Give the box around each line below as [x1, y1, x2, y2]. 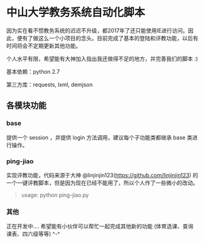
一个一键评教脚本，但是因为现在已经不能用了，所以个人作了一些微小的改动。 [6, 179, 199, 186]
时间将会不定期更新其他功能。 [6, 42, 81, 49]
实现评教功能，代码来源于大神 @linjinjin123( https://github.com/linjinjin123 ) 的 [6, 171, 199, 178]
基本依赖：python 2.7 [6, 68, 60, 75]
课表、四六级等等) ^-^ [6, 230, 60, 238]
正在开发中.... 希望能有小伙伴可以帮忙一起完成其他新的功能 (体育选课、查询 [6, 223, 194, 230]
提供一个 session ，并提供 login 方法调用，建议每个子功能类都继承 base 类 [6, 133, 193, 141]
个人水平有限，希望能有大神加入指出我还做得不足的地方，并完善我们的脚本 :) [6, 55, 199, 62]
